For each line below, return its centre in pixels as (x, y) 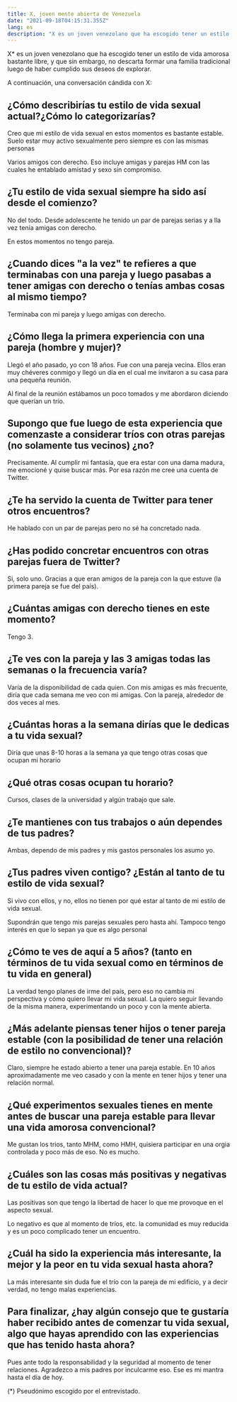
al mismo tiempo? (47, 297)
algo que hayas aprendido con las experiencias (113, 1334)
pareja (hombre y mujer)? (64, 347)
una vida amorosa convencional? (82, 1127)
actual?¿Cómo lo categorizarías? (82, 116)
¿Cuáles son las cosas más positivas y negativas (117, 1174)
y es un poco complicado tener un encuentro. (74, 1232)
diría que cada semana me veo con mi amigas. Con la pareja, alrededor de (116, 695)
